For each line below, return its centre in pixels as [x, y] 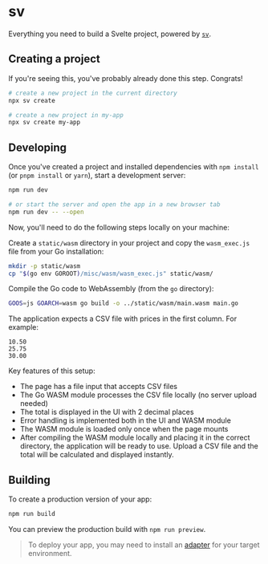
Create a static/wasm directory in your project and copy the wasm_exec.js [129, 242]
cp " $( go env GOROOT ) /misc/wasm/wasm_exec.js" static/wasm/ [111, 274]
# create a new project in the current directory [93, 93]
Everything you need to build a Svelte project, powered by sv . [110, 34]
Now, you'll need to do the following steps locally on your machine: [119, 227]
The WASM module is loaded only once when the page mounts [124, 429]
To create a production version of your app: [80, 499]
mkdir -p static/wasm [45, 266]
